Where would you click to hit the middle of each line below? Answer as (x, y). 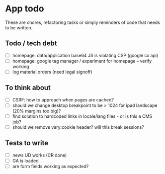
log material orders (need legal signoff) (52, 72)
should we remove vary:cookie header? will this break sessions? (78, 127)
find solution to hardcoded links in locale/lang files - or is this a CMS (82, 116)
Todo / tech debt (31, 43)
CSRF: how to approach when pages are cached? (63, 99)
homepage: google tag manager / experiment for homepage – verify (82, 61)
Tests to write (27, 143)
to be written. (19, 27)
